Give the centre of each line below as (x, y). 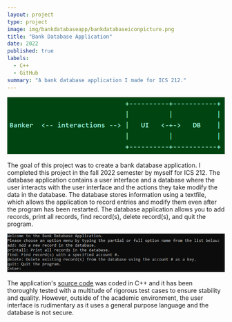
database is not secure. (40, 312)
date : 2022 (23, 44)
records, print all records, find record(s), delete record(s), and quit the (107, 217)
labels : (18, 59)
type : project (28, 22)
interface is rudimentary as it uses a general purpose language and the (108, 305)
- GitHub (26, 73)
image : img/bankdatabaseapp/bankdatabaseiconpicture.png (91, 29)
